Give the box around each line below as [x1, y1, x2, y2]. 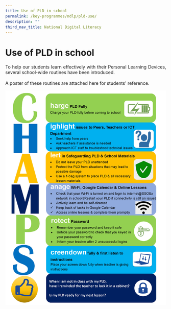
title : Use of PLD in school [5, 8, 67, 13]
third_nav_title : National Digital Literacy [5, 25, 102, 30]
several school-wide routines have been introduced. [5, 69, 115, 76]
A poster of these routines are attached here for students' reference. [5, 80, 150, 86]
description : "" [5, 19, 40, 24]
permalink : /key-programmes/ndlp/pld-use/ [5, 13, 97, 19]
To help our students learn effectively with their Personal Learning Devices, [5, 64, 166, 70]
